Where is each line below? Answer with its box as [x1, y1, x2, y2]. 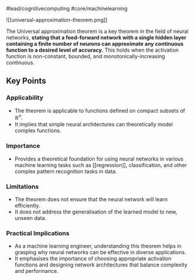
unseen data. [14, 214, 47, 221]
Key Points [6, 76, 46, 86]
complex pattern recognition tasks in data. [14, 168, 118, 175]
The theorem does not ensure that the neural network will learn [14, 195, 168, 202]
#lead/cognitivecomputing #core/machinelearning [6, 5, 128, 12]
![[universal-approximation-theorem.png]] [6, 16, 108, 23]
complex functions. [14, 127, 62, 134]
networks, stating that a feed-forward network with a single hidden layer [6, 34, 187, 41]
